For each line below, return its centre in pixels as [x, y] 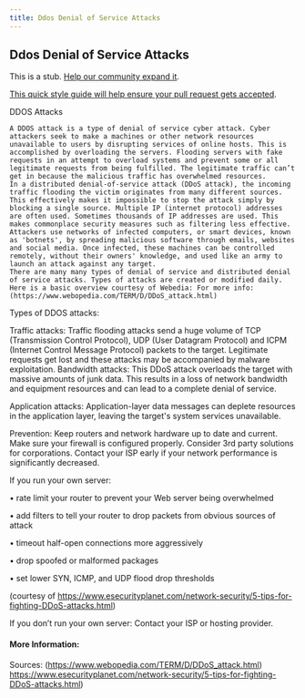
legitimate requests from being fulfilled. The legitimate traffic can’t [152, 169]
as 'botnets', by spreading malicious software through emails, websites [152, 241]
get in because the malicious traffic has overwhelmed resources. [138, 177]
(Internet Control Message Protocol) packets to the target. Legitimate [139, 350]
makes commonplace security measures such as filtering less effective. [150, 224]
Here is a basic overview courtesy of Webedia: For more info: [132, 288]
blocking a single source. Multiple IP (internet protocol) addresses [146, 209]
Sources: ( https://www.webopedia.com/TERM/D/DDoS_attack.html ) [136, 664]
